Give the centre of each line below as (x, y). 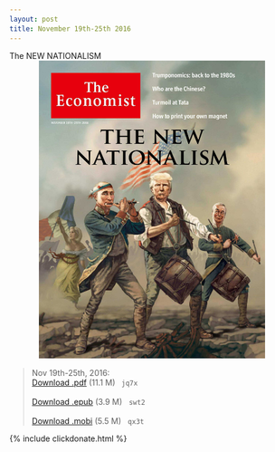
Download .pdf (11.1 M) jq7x (85, 382)
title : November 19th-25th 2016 (70, 29)
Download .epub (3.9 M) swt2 (88, 401)
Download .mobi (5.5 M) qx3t (88, 420)
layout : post (34, 19)
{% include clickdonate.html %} (68, 438)
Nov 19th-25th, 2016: (71, 372)
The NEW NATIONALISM (56, 55)
